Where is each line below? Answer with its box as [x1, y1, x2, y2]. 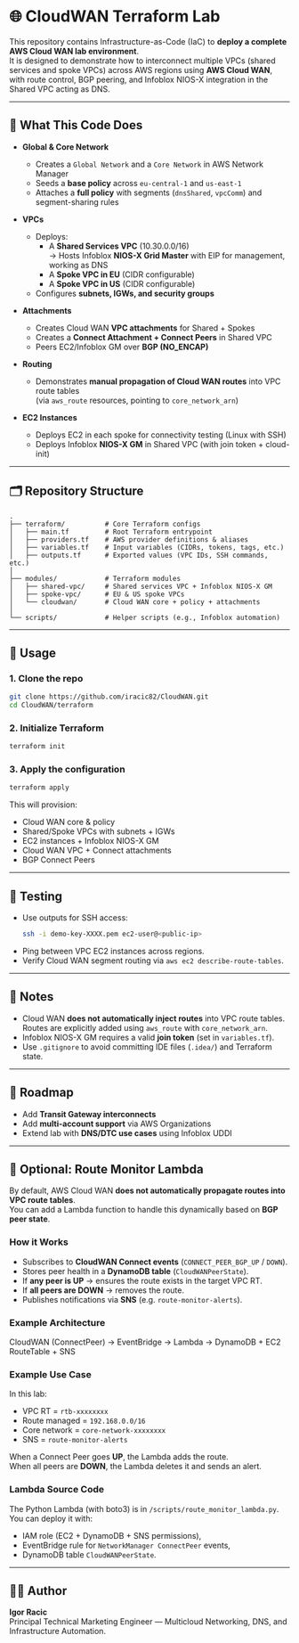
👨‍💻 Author [9, 1583, 68, 1598]
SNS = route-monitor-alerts [21, 1435, 128, 1445]
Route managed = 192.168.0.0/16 [21, 1415, 146, 1426]
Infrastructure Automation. [9, 1626, 107, 1637]
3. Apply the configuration [9, 764, 126, 776]
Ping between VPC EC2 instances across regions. [21, 946, 205, 957]
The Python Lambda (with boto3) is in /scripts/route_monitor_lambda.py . [9, 1503, 279, 1514]
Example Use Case [9, 1368, 92, 1380]
